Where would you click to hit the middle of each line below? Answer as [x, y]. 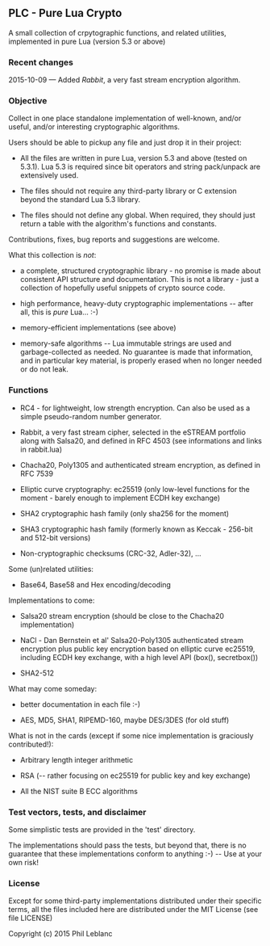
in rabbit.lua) [41, 449]
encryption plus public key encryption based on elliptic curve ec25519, [137, 649]
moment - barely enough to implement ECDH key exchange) [120, 498]
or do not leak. [44, 369]
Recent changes [41, 62]
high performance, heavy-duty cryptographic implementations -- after [137, 304]
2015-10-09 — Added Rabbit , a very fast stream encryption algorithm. [125, 80]
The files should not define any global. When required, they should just [137, 215]
